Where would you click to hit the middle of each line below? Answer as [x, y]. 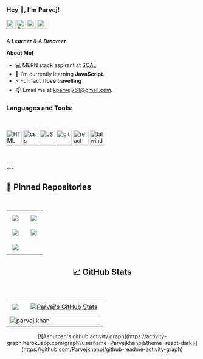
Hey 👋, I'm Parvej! [33, 10]
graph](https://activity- [138, 336]
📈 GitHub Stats [102, 272]
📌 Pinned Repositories [49, 187]
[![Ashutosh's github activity [73, 336]
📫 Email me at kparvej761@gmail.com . [64, 90]
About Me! [20, 53]
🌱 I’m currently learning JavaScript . [60, 74]
